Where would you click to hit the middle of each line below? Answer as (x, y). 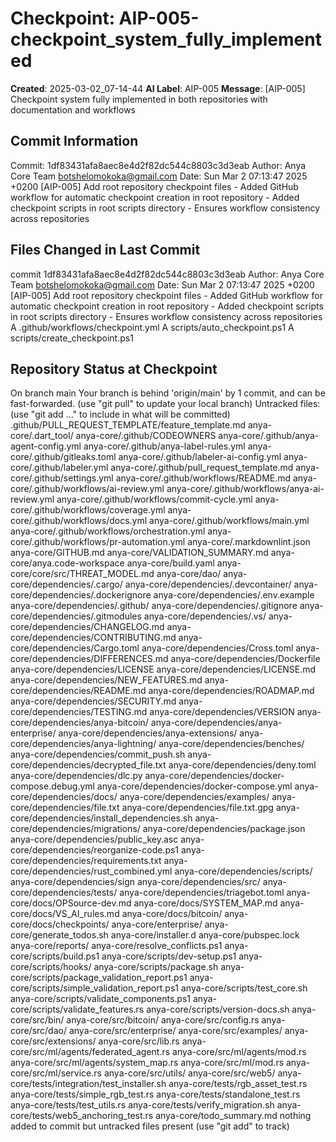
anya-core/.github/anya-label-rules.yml (164, 446)
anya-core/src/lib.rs (139, 1041)
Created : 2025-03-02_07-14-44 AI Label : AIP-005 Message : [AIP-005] (158, 88)
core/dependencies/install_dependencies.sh (101, 818)
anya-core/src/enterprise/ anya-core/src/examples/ (175, 1031)
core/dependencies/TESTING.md (79, 712)
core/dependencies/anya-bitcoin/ (79, 723)
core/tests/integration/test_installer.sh (88, 1084)
